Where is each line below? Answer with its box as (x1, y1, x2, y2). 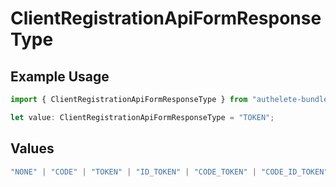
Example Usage (10, 68, 110, 85)
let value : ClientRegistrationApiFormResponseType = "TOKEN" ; (10, 112, 275, 122)
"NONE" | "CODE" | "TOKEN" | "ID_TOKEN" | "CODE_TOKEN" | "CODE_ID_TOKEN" (10, 167, 329, 177)
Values (10, 140, 55, 157)
